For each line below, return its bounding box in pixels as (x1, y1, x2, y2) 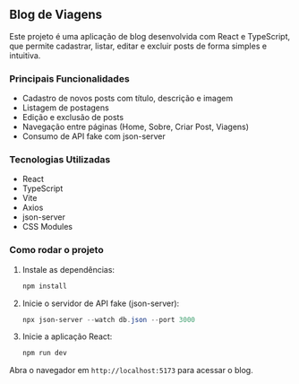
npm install (21, 282, 67, 291)
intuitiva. (9, 49, 41, 61)
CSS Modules (21, 222, 73, 232)
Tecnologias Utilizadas (9, 153, 111, 166)
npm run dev (21, 349, 67, 358)
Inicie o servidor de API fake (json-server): (21, 298, 180, 309)
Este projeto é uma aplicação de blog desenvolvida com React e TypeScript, (9, 31, 291, 41)
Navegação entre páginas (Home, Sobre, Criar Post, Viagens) (21, 121, 249, 133)
